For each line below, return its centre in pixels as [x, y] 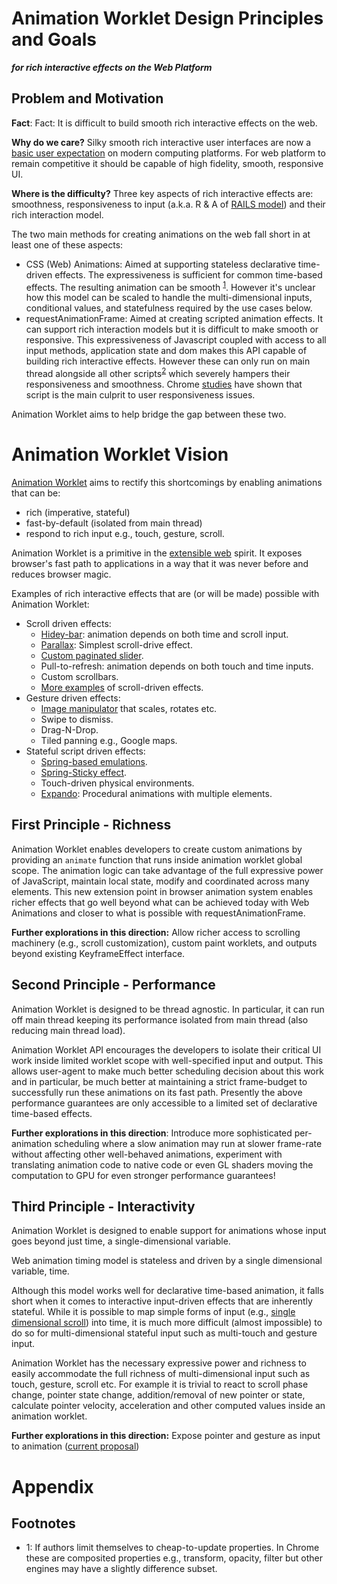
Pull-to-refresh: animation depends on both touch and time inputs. [177, 666]
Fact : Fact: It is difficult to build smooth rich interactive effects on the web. [164, 123]
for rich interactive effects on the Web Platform [112, 67]
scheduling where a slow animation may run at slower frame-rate [188, 1143]
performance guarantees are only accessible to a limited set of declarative [164, 1103]
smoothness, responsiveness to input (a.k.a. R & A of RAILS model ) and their [168, 204]
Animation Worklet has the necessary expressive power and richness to [159, 1363]
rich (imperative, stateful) [78, 512]
